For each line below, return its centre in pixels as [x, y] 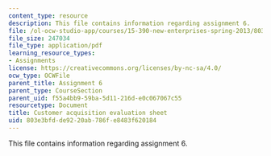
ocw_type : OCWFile [39, 76]
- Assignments [32, 61]
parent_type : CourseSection [56, 90]
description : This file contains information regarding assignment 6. [129, 23]
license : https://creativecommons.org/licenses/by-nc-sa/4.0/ [115, 68]
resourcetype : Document [48, 105]
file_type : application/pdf [56, 46]
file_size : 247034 [39, 38]
